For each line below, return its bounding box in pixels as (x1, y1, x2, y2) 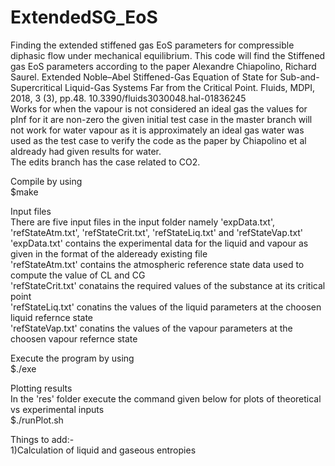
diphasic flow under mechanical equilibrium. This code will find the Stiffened (10, 49, 326, 61)
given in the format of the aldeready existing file (10, 247, 208, 260)
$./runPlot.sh (10, 414, 64, 426)
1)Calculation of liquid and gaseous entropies (10, 444, 197, 456)
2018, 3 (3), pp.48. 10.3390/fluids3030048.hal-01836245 (10, 92, 247, 104)
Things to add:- (10, 433, 75, 445)
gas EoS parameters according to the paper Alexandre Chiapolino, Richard (10, 60, 317, 72)
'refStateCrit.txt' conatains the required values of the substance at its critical (10, 279, 326, 291)
